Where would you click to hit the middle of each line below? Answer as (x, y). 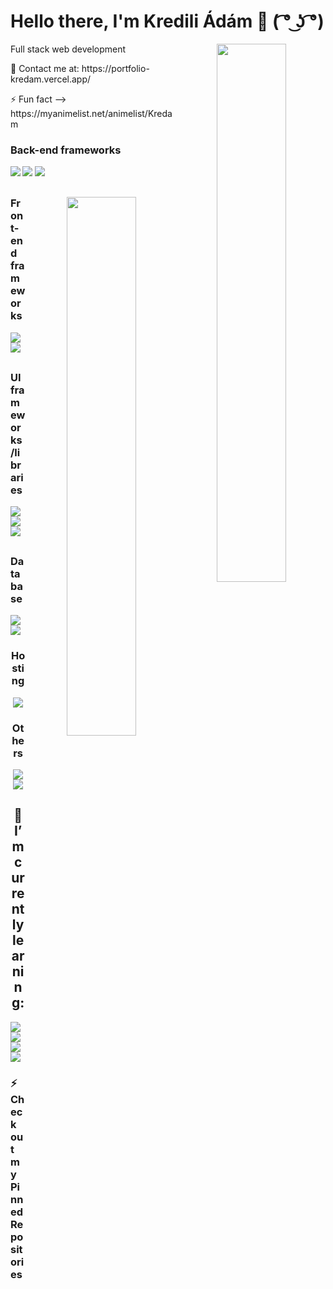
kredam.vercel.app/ (51, 79)
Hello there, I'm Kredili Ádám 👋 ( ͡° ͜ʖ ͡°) (167, 21)
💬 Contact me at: (45, 68)
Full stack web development (68, 49)
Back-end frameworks (66, 150)
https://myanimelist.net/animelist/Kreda (91, 113)
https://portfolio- (115, 68)
